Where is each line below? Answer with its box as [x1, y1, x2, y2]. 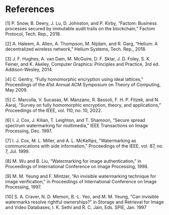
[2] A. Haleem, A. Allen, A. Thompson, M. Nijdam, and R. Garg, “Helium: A [5, 40, 158, 46]
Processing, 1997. [5, 184, 42, 190]
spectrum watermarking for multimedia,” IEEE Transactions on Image [5, 122, 148, 128]
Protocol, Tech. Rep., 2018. [5, 31, 62, 37]
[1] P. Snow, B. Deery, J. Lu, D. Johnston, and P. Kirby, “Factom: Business [5, 20, 157, 26]
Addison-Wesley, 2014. [5, 66, 53, 73]
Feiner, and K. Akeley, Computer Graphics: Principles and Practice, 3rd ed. [5, 61, 160, 67]
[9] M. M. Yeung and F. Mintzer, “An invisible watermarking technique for [5, 173, 156, 179]
